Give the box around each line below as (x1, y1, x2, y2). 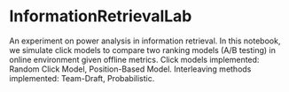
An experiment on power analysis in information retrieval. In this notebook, (9, 35, 281, 46)
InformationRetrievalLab (9, 6, 192, 27)
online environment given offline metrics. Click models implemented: (9, 54, 260, 65)
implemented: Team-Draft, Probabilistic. (9, 73, 155, 83)
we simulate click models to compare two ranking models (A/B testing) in (9, 44, 277, 55)
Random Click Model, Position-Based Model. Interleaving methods (9, 64, 252, 74)
